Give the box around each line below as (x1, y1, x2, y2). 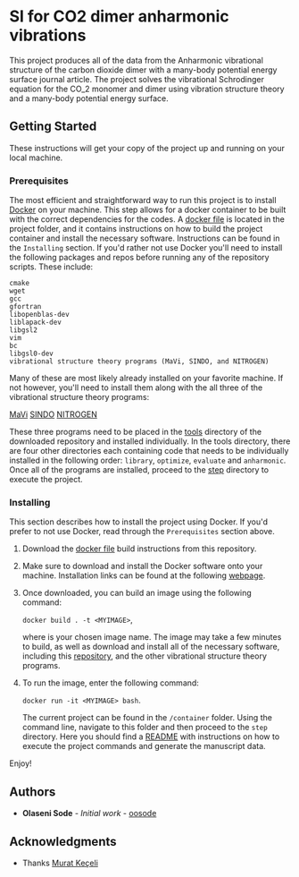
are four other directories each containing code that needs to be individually (9, 446, 289, 456)
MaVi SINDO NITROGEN (9, 409, 98, 420)
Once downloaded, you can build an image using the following (21, 588, 252, 599)
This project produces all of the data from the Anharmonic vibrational (9, 55, 263, 65)
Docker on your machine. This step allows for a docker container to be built (9, 204, 287, 216)
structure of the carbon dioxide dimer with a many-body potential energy (9, 64, 278, 75)
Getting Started (9, 119, 97, 134)
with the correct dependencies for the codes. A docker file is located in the (9, 214, 286, 225)
